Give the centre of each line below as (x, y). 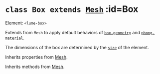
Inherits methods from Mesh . (35, 67)
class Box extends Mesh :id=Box (72, 9)
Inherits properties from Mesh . (37, 57)
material (14, 38)
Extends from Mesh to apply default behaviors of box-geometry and (73, 32)
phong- (148, 33)
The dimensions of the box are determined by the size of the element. (77, 47)
